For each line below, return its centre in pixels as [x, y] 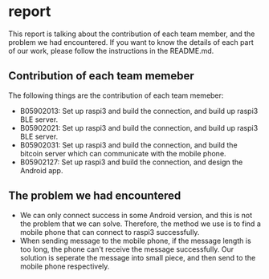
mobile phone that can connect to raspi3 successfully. [110, 232]
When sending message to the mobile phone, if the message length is [135, 241]
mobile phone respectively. [65, 266]
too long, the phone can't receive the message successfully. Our [127, 249]
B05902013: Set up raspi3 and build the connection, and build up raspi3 [139, 111]
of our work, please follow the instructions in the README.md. [111, 51]
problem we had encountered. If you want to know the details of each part [131, 42]
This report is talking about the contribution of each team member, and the [132, 34]
